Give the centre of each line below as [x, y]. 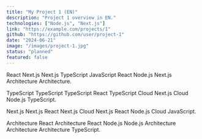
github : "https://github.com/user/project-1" [65, 35]
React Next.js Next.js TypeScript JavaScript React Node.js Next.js [89, 74]
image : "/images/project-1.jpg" [47, 46]
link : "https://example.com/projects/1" [59, 29]
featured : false [27, 57]
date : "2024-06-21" [31, 40]
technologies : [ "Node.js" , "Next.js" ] [56, 23]
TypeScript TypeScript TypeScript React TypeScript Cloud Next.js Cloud [97, 93]
